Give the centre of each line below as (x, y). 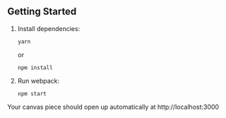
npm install (35, 67)
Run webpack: (38, 81)
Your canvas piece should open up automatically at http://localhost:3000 (113, 107)
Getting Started (42, 12)
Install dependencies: (49, 28)
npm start (32, 94)
